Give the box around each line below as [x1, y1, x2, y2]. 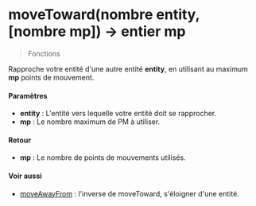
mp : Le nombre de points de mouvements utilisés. [19, 153, 186, 162]
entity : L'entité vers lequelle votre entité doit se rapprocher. [19, 109, 217, 119]
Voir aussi [8, 171, 42, 181]
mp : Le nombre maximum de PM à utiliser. [19, 117, 161, 126]
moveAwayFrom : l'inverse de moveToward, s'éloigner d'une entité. [19, 189, 240, 198]
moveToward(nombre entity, [8, 6, 200, 24]
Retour [8, 135, 32, 145]
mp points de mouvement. [8, 72, 95, 82]
